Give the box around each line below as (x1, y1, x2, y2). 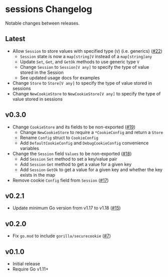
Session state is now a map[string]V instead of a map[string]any (20, 53, 152, 59)
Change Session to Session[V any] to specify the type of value (20, 64, 149, 70)
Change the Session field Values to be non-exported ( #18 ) (12, 151, 132, 157)
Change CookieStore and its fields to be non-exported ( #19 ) (12, 124, 135, 130)
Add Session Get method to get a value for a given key (20, 161, 132, 167)
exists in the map (20, 172, 55, 178)
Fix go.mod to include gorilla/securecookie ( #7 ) (12, 233, 111, 239)
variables (20, 145, 39, 151)
